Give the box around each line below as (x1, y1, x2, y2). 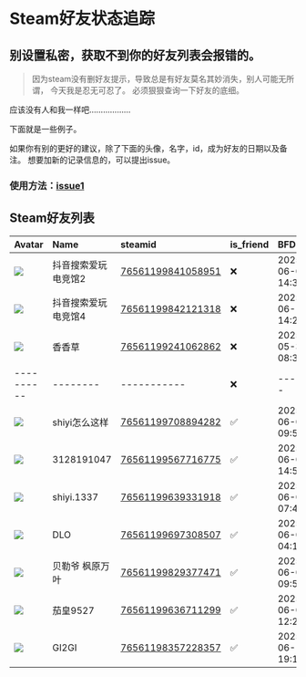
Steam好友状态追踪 (9, 8, 156, 29)
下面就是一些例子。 (9, 124, 82, 134)
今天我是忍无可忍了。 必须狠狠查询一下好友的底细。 (49, 85, 244, 96)
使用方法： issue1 (9, 179, 85, 192)
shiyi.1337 (52, 490, 98, 503)
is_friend (229, 238, 270, 251)
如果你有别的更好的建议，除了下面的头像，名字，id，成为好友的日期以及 (9, 143, 280, 153)
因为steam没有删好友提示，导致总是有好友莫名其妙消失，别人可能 (31, 74, 280, 84)
